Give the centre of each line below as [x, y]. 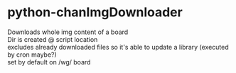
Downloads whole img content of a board [68, 32]
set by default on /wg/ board [49, 62]
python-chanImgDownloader [95, 12]
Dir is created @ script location [53, 39]
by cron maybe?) [32, 55]
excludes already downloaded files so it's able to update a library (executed [118, 47]
